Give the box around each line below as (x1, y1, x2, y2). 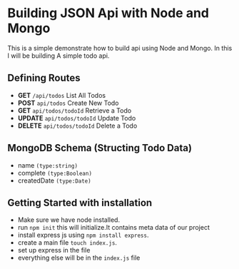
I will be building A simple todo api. (7, 51, 110, 60)
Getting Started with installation (7, 196, 153, 208)
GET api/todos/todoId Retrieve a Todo (17, 106, 132, 115)
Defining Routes (7, 72, 81, 84)
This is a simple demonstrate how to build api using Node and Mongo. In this (7, 44, 233, 52)
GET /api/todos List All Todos (17, 91, 106, 99)
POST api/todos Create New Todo (17, 98, 119, 107)
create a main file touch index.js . (17, 238, 118, 247)
